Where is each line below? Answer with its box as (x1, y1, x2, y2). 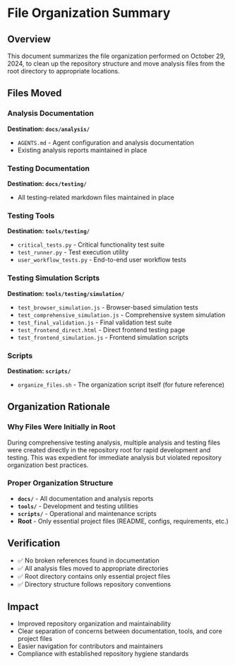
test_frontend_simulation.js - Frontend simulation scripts (17, 333, 189, 341)
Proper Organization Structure (7, 478, 114, 488)
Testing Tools (7, 211, 55, 220)
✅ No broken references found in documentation (17, 556, 160, 565)
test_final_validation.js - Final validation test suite (17, 318, 172, 326)
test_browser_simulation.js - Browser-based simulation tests (17, 302, 199, 312)
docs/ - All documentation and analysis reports (17, 494, 154, 502)
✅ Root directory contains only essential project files (17, 572, 171, 580)
